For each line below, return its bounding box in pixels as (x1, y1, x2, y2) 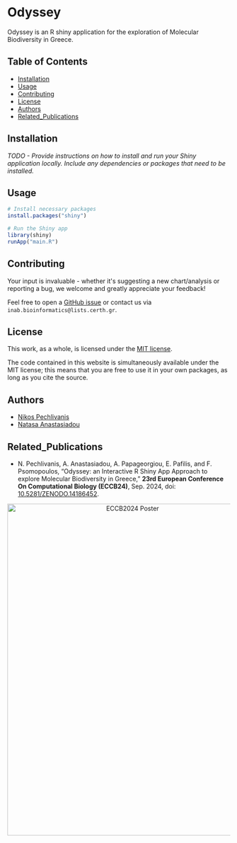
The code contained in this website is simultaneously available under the (7, 358, 219, 367)
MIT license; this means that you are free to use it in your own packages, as (7, 366, 228, 374)
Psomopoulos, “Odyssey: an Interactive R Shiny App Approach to (17, 467, 208, 475)
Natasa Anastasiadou (17, 420, 80, 429)
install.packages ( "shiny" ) (7, 212, 87, 219)
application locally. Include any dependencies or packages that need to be (7, 159, 226, 167)
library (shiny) (7, 231, 52, 239)
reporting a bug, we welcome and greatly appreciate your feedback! (7, 284, 207, 292)
